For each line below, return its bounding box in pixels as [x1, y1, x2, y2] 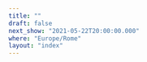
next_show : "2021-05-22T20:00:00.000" [8, 27, 140, 35]
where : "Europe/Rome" [8, 34, 82, 43]
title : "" [8, 11, 42, 20]
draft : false [8, 19, 53, 27]
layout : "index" [8, 42, 63, 50]
